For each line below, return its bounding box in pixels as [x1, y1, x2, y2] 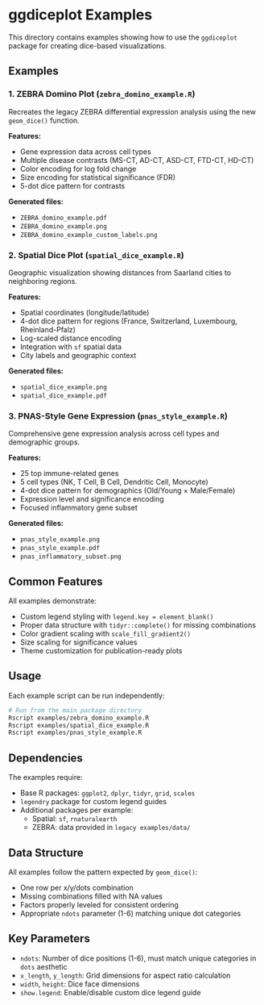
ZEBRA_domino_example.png [19, 222, 107, 231]
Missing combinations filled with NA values [19, 891, 163, 901]
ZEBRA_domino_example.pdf [19, 214, 107, 222]
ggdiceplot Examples [8, 6, 153, 24]
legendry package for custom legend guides [19, 797, 167, 807]
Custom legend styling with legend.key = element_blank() [19, 611, 214, 622]
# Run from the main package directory [8, 706, 142, 715]
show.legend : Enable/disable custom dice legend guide [19, 987, 201, 997]
